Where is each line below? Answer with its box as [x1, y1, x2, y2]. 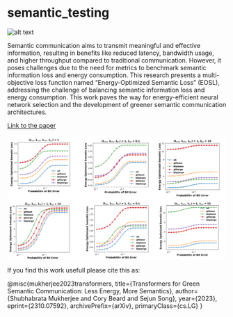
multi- [202, 71, 220, 79]
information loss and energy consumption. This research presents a [7, 71, 202, 79]
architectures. [7, 108, 47, 116]
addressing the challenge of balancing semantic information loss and [7, 86, 205, 94]
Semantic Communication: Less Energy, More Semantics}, [7, 286, 174, 295]
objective [7, 78, 34, 86]
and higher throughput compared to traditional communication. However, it [7, 56, 221, 64]
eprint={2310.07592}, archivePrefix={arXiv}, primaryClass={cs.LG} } [7, 301, 203, 310]
